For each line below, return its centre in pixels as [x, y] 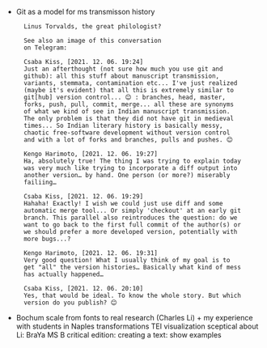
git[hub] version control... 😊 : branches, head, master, [125, 97]
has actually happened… [64, 274]
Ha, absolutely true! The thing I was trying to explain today [132, 161]
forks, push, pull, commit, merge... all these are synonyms [129, 104]
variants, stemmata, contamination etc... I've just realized [131, 83]
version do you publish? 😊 [70, 303]
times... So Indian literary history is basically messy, [123, 125]
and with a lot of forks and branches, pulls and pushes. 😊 [128, 140]
